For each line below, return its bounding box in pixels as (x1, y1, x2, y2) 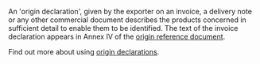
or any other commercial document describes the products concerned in (8, 15, 246, 24)
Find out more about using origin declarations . (8, 47, 160, 56)
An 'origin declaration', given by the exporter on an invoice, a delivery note (8, 7, 253, 16)
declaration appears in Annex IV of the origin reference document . (8, 32, 226, 41)
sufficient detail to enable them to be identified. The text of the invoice (8, 24, 239, 32)
